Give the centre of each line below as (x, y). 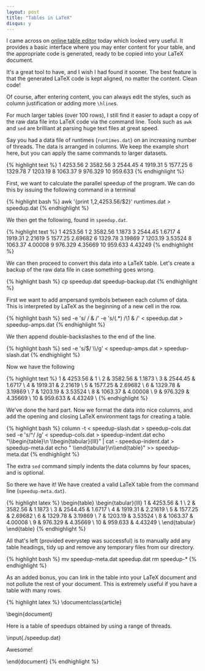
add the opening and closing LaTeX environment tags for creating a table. (99, 417)
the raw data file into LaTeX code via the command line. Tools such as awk (99, 122)
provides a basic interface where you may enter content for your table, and (101, 47)
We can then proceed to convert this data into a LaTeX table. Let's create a (100, 263)
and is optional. (26, 473)
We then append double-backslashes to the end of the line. (81, 336)
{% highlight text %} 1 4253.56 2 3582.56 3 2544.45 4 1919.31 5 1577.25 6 (99, 165)
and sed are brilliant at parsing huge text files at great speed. (83, 128)
